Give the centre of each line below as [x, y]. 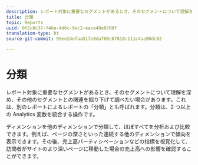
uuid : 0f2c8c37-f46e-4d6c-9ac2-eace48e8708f [62, 28]
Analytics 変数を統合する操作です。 [55, 114]
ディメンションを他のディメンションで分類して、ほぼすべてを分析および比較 [98, 126]
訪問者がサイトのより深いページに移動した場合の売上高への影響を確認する [96, 149]
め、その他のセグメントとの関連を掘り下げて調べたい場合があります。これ [96, 99]
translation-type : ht [33, 33]
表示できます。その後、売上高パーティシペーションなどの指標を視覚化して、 [98, 141]
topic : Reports [25, 22]
